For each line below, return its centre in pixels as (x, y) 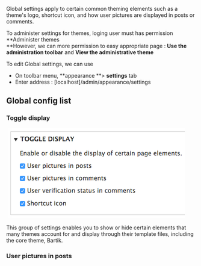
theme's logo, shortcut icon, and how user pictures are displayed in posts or (100, 15)
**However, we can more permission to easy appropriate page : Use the (97, 46)
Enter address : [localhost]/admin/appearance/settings (83, 82)
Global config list (39, 101)
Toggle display (28, 118)
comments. (20, 21)
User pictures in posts (39, 256)
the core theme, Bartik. (35, 240)
